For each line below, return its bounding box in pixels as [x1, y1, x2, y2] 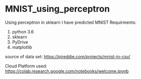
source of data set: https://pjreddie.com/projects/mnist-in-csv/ [5, 53, 130, 59]
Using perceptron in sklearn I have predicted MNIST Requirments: [5, 19, 137, 25]
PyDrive [12, 39, 28, 45]
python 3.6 [12, 29, 34, 34]
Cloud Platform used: [5, 63, 47, 69]
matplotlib [12, 44, 32, 50]
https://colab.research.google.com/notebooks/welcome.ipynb [5, 68, 129, 74]
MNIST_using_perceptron [5, 3, 110, 15]
